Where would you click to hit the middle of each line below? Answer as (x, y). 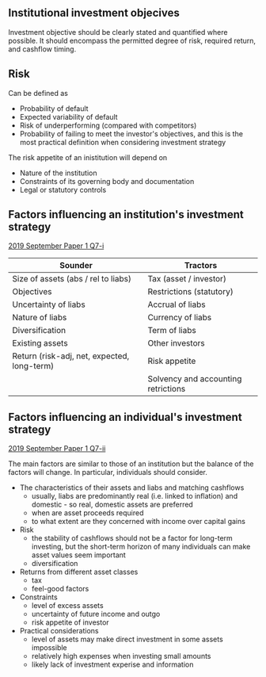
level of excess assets (68, 606)
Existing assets (40, 343)
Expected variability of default (68, 117)
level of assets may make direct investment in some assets (127, 639)
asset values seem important (79, 555)
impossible (49, 648)
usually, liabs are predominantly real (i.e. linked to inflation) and (135, 496)
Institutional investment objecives (94, 13)
